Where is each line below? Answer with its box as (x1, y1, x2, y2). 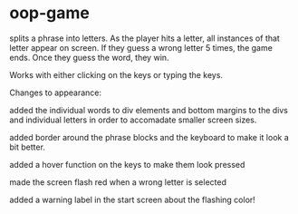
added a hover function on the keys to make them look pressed (9, 159, 245, 170)
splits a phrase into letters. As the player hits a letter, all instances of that (9, 33, 281, 44)
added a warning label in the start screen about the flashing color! (9, 194, 255, 205)
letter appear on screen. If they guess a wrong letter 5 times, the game (9, 42, 274, 53)
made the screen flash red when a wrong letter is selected (9, 176, 226, 188)
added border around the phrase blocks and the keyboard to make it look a (9, 131, 290, 142)
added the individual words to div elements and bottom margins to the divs (9, 104, 288, 115)
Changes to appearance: (9, 87, 102, 98)
